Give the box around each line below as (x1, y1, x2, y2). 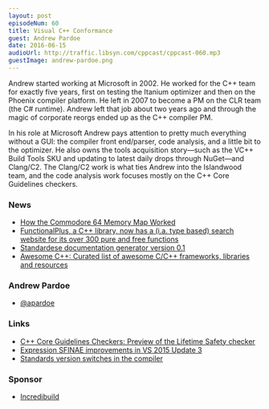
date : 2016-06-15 (8, 42, 67, 50)
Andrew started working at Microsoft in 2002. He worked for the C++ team (8, 78, 255, 88)
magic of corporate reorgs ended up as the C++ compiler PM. (8, 112, 213, 122)
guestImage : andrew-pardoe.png (8, 57, 113, 65)
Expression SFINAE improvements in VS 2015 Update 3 (19, 345, 202, 354)
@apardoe (19, 298, 55, 308)
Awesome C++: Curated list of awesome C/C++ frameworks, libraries (19, 252, 251, 261)
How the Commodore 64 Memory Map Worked (19, 217, 176, 227)
